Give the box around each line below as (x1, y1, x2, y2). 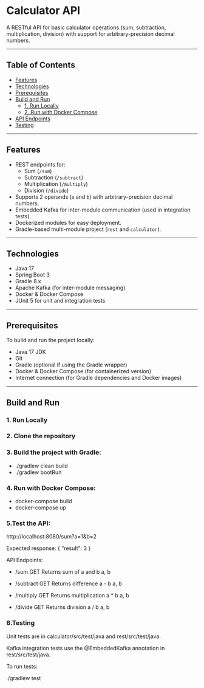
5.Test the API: (6, 519, 50, 528)
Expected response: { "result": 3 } (6, 545, 91, 552)
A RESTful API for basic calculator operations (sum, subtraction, (6, 24, 166, 31)
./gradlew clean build (15, 462, 68, 469)
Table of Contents (6, 60, 76, 71)
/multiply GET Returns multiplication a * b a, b (15, 592, 129, 599)
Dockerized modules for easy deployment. (15, 219, 121, 226)
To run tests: (6, 662, 38, 670)
